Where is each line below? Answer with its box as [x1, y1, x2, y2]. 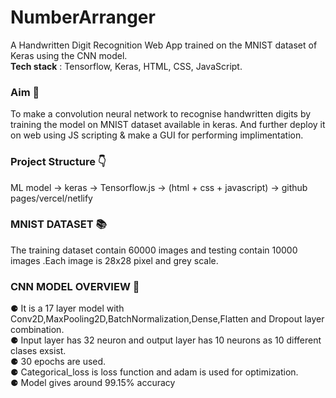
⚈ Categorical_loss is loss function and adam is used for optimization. [10, 366, 299, 378]
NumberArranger [10, 6, 156, 29]
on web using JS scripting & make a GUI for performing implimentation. [10, 129, 304, 141]
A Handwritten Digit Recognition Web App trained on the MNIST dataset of [10, 39, 318, 51]
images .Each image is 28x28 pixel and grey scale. [10, 254, 219, 266]
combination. [10, 324, 65, 336]
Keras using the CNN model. [10, 49, 128, 61]
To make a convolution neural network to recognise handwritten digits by [10, 108, 312, 120]
